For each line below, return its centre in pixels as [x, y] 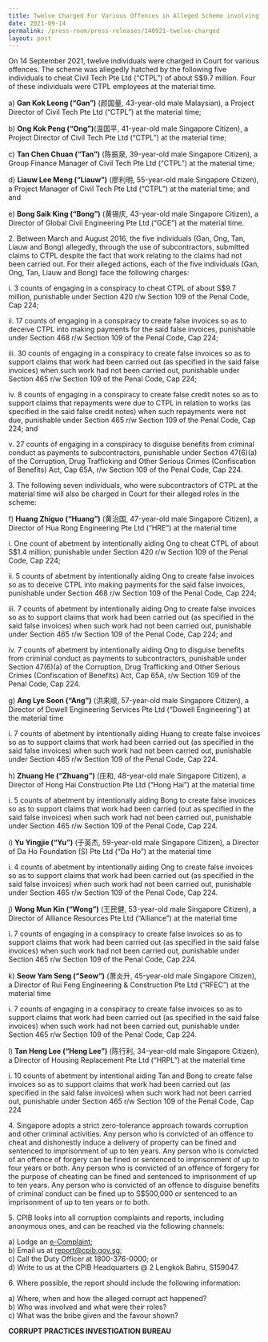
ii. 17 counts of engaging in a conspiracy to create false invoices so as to [128, 321]
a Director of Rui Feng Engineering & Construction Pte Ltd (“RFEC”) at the [129, 985]
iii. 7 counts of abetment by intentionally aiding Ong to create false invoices [132, 609]
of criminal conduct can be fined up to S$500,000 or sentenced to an [123, 1194]
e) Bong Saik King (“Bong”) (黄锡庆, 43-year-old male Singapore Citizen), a [133, 214]
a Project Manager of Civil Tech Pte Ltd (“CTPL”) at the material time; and [129, 189]
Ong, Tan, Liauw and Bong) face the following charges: [99, 273]
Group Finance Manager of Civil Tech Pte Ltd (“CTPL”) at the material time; [132, 163]
